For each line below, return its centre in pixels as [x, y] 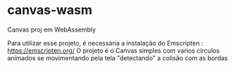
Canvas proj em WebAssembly [52, 29]
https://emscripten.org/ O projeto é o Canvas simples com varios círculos [114, 50]
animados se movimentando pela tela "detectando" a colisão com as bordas [118, 57]
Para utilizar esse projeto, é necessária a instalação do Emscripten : [106, 43]
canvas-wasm [50, 10]
